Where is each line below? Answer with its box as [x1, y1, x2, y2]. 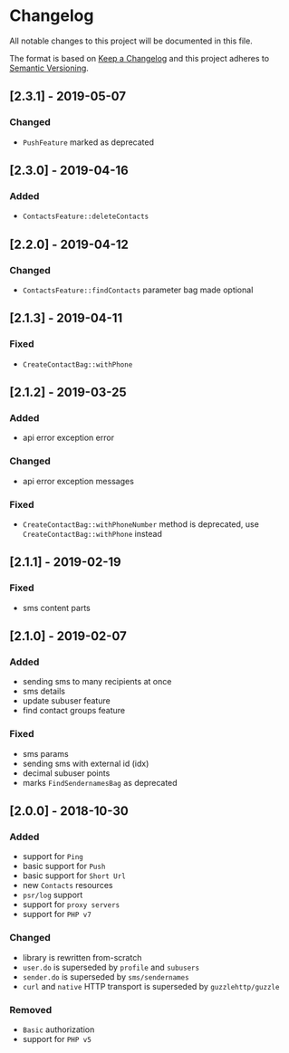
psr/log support [22, 889, 83, 901]
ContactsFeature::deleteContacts [22, 212, 149, 222]
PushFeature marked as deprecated [22, 137, 155, 148]
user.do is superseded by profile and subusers [22, 962, 200, 972]
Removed [9, 1003, 53, 1016]
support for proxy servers [22, 899, 120, 910]
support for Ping [22, 851, 84, 862]
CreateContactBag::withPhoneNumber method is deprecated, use [22, 518, 260, 530]
